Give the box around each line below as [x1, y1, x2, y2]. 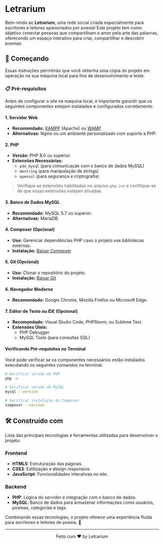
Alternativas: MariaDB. [12, 215, 60, 221]
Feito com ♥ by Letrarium [56, 534, 108, 540]
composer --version [5, 403, 45, 408]
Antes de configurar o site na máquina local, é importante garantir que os [5, 98, 152, 104]
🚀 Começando [5, 55, 49, 63]
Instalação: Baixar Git [12, 275, 56, 281]
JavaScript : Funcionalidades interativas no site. [12, 471, 108, 477]
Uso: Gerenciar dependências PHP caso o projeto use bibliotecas [12, 237, 144, 243]
